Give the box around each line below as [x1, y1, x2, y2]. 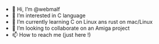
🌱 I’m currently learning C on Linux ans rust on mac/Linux [11, 18, 153, 25]
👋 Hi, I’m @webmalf [11, 6, 61, 12]
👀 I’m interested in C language [11, 12, 86, 19]
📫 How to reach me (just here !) [11, 32, 91, 38]
